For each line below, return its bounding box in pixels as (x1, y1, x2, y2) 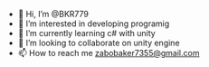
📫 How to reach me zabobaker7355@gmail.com (17, 48, 200, 58)
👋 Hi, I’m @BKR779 (17, 9, 89, 19)
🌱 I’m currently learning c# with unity (17, 28, 156, 38)
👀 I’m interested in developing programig (17, 18, 170, 29)
